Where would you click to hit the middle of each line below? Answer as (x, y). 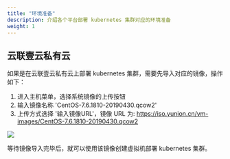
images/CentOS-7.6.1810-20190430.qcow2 (78, 121)
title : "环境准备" (32, 13)
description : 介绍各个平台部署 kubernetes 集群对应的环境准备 (89, 20)
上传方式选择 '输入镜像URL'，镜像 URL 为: (76, 114)
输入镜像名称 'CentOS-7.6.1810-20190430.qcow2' (87, 105)
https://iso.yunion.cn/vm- (172, 114)
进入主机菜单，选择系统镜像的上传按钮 (71, 97)
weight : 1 (21, 26)
